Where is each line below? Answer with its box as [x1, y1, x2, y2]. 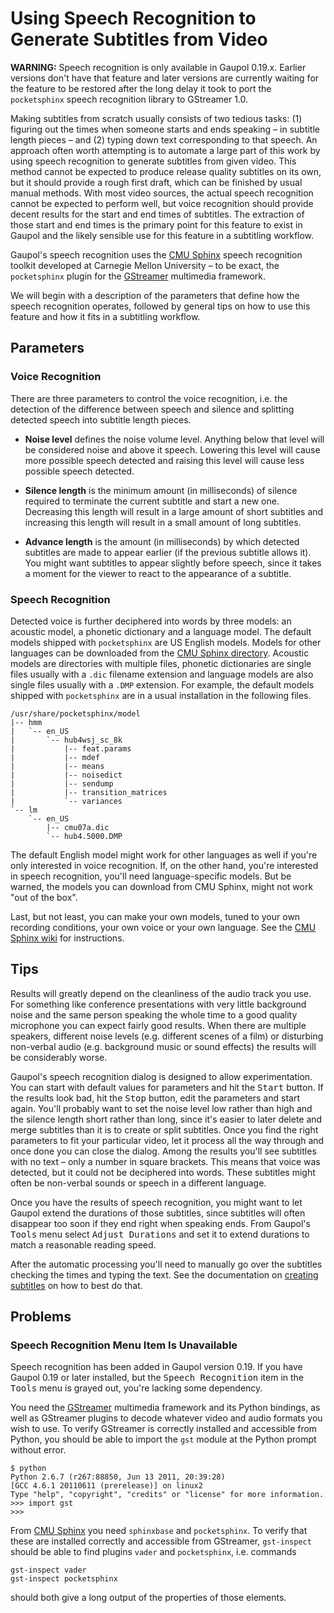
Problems [10, 1308, 72, 1326]
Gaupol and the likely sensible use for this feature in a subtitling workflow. [10, 229, 315, 241]
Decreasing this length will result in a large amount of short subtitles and [24, 505, 324, 517]
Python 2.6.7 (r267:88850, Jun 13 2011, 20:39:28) [10, 1472, 226, 1482]
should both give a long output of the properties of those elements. [10, 1592, 287, 1604]
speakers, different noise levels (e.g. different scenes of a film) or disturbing [10, 1030, 324, 1042]
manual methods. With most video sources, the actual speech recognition [10, 187, 314, 199]
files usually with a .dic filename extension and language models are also [10, 668, 314, 680]
